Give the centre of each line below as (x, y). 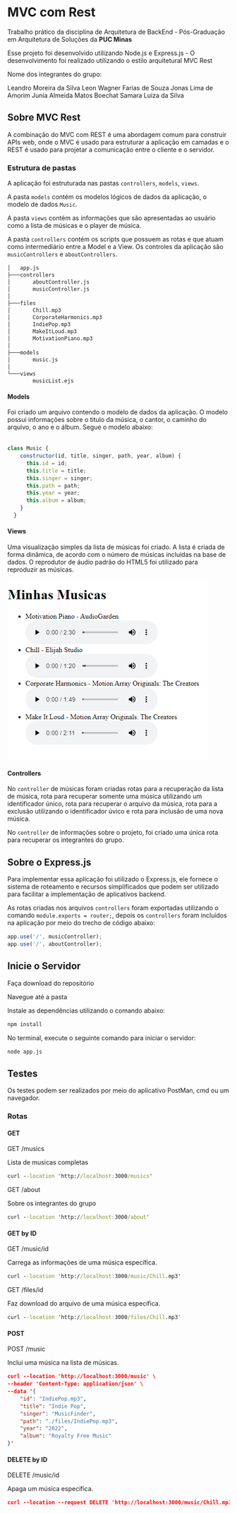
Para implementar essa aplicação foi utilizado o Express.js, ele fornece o (113, 879)
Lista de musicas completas (48, 1162)
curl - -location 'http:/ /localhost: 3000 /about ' (79, 1217)
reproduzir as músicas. (41, 569)
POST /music (26, 1349)
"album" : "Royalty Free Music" (66, 1436)
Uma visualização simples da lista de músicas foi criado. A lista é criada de (116, 547)
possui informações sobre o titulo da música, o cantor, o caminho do (107, 420)
